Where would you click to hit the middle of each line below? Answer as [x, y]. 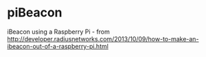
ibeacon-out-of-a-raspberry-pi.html [58, 46]
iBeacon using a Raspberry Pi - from [58, 32]
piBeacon [35, 13]
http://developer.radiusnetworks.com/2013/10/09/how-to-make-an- [103, 38]
